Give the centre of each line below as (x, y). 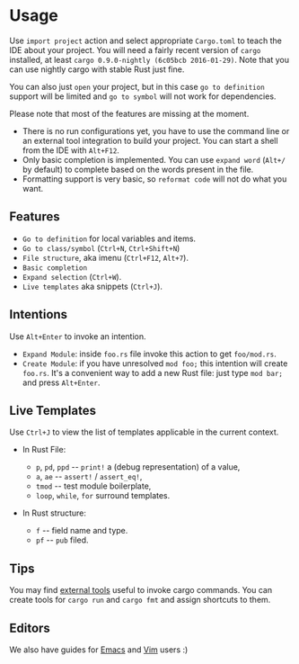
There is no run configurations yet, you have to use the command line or (156, 130)
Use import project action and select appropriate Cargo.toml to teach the (146, 40)
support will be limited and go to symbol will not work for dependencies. (143, 96)
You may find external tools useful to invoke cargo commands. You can (141, 590)
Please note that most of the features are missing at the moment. (129, 113)
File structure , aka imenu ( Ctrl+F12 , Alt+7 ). (105, 257)
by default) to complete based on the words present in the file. (138, 169)
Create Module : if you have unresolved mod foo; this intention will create (155, 363)
